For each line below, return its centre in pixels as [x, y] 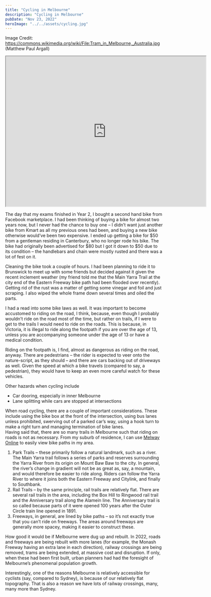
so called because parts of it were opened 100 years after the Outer [82, 506]
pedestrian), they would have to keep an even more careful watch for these [83, 371]
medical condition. [24, 340]
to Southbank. [27, 484]
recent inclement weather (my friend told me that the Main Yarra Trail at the [83, 277]
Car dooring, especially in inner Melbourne [56, 396]
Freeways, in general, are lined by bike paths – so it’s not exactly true [83, 516]
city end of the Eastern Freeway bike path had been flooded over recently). [82, 282]
